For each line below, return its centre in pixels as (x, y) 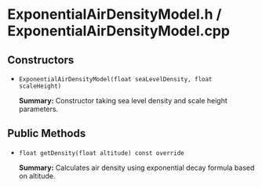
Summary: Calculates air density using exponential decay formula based (136, 167)
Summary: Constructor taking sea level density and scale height (123, 101)
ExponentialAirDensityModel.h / (115, 14)
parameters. (38, 109)
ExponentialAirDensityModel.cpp (119, 31)
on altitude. (37, 176)
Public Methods (47, 133)
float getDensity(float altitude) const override (102, 153)
